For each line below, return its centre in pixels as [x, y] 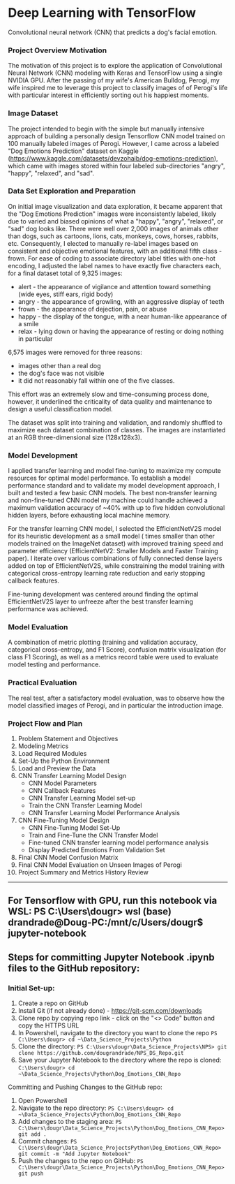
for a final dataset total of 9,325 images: [65, 273]
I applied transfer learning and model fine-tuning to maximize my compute [115, 471]
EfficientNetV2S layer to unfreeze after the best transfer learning [101, 601]
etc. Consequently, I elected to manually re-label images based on [103, 243]
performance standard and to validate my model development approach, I [114, 485]
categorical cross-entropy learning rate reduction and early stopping [106, 573]
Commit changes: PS [47, 1141]
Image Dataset [33, 113]
